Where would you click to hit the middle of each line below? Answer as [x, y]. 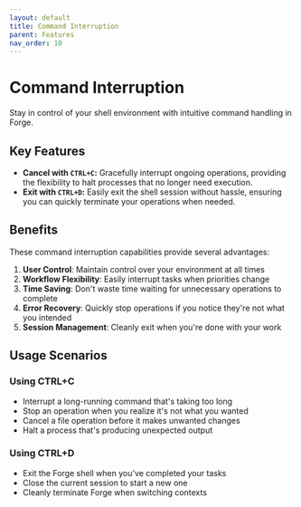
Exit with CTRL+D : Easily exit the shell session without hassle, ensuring [152, 192]
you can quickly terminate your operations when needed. [129, 201]
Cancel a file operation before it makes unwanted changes [132, 420]
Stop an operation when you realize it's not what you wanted [135, 411]
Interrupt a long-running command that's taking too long [127, 401]
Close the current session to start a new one [105, 483]
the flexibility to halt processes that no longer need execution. [137, 182]
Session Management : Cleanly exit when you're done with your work [152, 327]
